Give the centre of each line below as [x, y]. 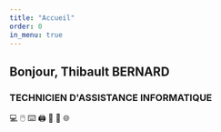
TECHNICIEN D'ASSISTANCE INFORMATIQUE [111, 97]
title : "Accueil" [42, 18]
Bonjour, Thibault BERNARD [90, 71]
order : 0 [26, 26]
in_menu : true [36, 35]
